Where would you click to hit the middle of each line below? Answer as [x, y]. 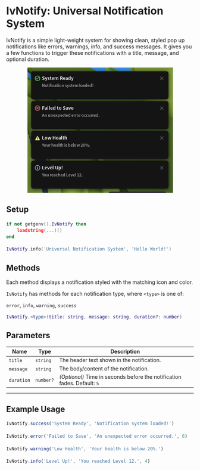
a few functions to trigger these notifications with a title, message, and [93, 52]
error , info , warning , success [41, 305]
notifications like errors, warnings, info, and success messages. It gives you [99, 47]
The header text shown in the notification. [110, 360]
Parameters [28, 336]
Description [125, 352]
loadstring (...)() [40, 230]
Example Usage [36, 409]
